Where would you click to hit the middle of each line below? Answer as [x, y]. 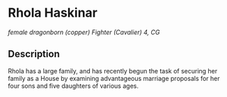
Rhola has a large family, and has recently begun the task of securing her [113, 70]
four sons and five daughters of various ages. [73, 86]
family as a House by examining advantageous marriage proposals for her [114, 78]
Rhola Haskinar [53, 13]
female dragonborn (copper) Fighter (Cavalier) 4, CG [84, 32]
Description [34, 54]
